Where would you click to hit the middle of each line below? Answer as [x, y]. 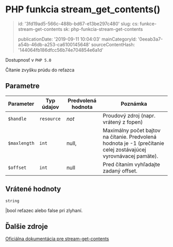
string [12, 201]
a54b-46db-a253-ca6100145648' [54, 44]
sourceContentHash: [113, 44]
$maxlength [21, 143]
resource [50, 119]
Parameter [21, 104]
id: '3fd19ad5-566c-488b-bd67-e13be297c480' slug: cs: [78, 24]
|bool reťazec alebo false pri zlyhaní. [44, 210]
